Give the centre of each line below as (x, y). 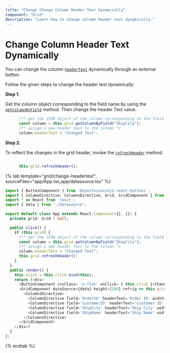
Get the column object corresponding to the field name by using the (76, 104)
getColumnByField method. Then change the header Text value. (71, 110)
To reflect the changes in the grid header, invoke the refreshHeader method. (84, 152)
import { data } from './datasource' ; (46, 205)
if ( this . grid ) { (33, 232)
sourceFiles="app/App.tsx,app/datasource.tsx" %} (58, 181)
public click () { (28, 228)
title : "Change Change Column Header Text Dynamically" (65, 10)
